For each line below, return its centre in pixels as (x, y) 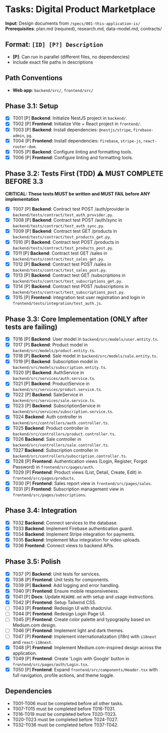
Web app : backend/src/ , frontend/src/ (53, 90)
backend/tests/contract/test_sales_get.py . (59, 259)
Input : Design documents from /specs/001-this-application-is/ (73, 23)
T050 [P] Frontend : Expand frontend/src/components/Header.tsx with (85, 669)
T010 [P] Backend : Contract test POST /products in (66, 242)
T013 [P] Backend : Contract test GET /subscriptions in (69, 275)
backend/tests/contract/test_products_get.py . (62, 236)
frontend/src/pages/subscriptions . (49, 495)
